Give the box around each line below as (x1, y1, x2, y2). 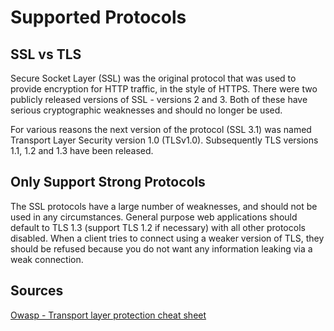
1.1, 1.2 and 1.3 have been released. (10, 145, 154, 156)
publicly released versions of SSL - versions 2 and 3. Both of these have (10, 94, 308, 105)
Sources (10, 282, 64, 300)
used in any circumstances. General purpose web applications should (10, 211, 298, 223)
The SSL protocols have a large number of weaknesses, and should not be (10, 200, 318, 212)
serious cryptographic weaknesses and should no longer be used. (10, 104, 283, 116)
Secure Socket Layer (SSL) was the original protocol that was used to (10, 72, 297, 84)
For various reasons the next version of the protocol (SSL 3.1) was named (10, 124, 312, 135)
